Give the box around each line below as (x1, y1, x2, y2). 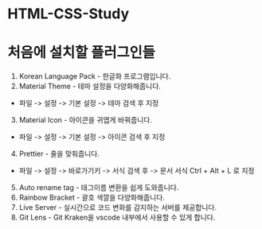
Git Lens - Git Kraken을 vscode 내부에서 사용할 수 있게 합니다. (18, 212, 216, 223)
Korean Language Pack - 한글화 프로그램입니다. (18, 72, 171, 81)
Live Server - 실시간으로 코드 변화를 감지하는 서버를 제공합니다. (18, 203, 217, 212)
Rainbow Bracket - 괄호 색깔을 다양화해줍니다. (18, 192, 165, 203)
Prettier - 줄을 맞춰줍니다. (18, 149, 100, 159)
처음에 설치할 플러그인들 (7, 44, 156, 62)
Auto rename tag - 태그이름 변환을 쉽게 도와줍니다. (18, 183, 179, 192)
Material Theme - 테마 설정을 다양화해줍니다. (18, 81, 161, 91)
